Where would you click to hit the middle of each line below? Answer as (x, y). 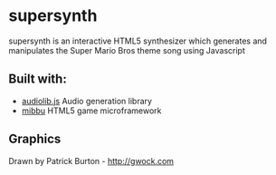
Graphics (35, 139)
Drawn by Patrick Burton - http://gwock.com (91, 160)
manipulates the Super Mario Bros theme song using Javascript (127, 50)
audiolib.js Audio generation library (87, 101)
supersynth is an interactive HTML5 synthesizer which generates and (138, 41)
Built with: (38, 79)
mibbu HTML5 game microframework (91, 111)
